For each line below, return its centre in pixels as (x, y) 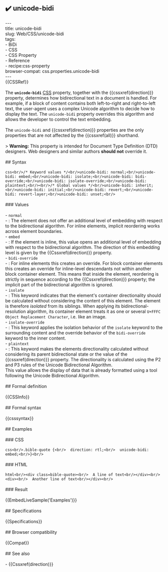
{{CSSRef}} (17, 81)
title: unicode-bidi (23, 28)
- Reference (18, 60)
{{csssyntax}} (20, 418)
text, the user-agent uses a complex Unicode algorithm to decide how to (80, 108)
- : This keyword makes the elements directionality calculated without (77, 349)
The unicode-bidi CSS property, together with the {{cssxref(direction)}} (79, 93)
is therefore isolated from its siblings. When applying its (63, 306)
